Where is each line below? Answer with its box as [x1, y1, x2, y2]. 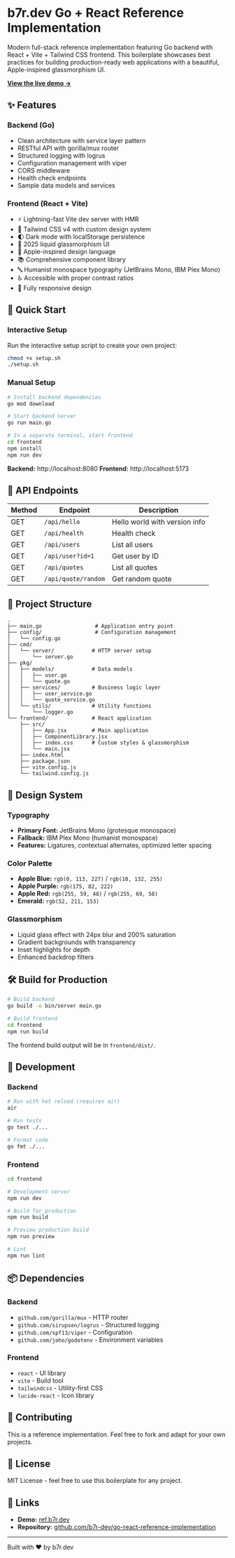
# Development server [7, 1188, 71, 1195]
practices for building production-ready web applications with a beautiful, [7, 58, 220, 66]
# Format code [7, 1136, 49, 1143]
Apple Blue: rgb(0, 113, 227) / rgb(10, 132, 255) [17, 875, 163, 883]
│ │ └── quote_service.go [7, 697, 96, 704]
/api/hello [44, 518, 80, 526]
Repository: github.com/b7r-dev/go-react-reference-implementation [17, 1523, 216, 1531]
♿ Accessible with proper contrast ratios [17, 274, 134, 282]
